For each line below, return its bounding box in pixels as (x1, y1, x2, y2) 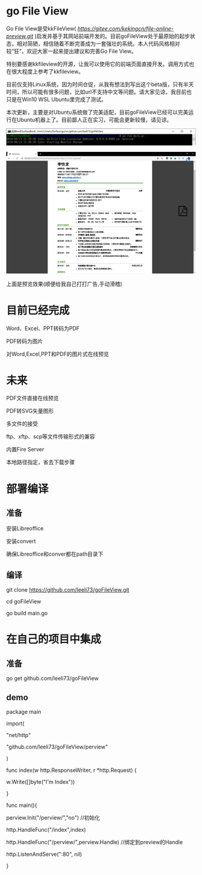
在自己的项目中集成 (6, 633, 102, 646)
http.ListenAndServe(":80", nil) (6, 851, 82, 858)
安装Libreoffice (6, 525, 44, 532)
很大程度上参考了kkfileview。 (11, 67, 84, 75)
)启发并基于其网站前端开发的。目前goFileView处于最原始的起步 (34, 32, 191, 40)
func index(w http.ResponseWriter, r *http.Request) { (6, 767, 137, 774)
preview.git (6, 32, 34, 40)
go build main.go (6, 610, 48, 617)
